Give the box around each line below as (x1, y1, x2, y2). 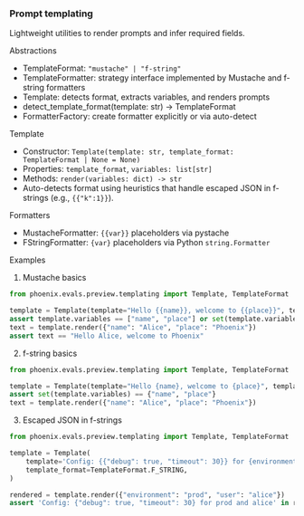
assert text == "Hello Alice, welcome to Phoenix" (9, 331, 204, 340)
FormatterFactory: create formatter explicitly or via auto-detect (22, 111, 258, 122)
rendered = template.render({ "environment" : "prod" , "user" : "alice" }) (9, 490, 285, 500)
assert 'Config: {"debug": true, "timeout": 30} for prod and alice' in (9, 499, 290, 508)
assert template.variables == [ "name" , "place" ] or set (9, 315, 224, 324)
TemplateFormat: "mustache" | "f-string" (22, 62, 182, 74)
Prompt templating (9, 7, 93, 20)
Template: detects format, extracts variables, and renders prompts (22, 91, 271, 102)
